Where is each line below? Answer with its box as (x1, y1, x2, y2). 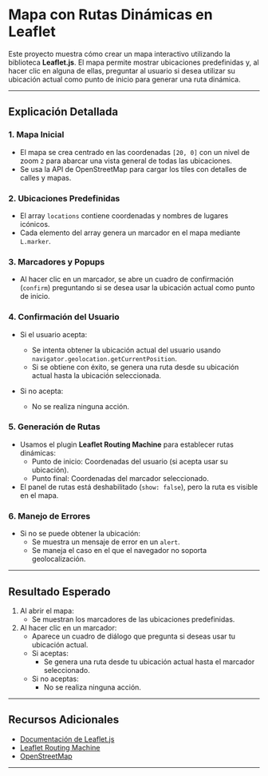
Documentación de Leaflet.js (19, 734, 115, 744)
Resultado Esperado (8, 585, 111, 599)
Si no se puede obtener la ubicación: (19, 529, 141, 539)
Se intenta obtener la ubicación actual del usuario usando (31, 345, 221, 355)
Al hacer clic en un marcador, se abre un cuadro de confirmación (19, 274, 234, 285)
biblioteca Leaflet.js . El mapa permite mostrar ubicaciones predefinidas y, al (8, 58, 259, 67)
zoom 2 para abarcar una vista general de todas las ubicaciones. (19, 156, 233, 165)
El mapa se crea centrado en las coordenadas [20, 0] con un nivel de (19, 147, 250, 157)
